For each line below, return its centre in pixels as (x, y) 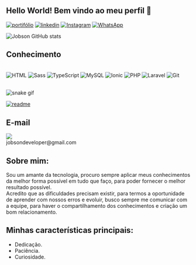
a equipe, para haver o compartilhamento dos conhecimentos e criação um (97, 205)
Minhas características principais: (70, 230)
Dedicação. (28, 244)
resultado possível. (29, 187)
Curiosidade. (30, 257)
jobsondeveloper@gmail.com (42, 142)
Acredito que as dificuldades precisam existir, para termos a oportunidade (95, 193)
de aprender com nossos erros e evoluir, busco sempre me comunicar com (97, 200)
